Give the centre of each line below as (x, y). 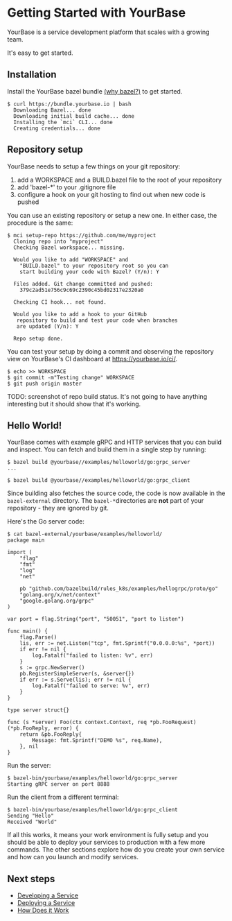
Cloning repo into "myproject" (59, 241)
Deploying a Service (46, 903)
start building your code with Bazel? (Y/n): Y (89, 272)
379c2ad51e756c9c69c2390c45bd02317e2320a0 (82, 290)
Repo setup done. (38, 338)
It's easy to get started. (41, 53)
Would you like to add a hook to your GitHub (80, 314)
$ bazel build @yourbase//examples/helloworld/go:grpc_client (99, 481)
